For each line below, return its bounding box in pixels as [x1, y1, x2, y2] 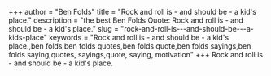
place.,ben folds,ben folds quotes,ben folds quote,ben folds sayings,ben [8, 41, 251, 51]
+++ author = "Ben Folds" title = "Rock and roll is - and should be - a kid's [8, 7, 256, 16]
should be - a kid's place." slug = [8, 24, 120, 33]
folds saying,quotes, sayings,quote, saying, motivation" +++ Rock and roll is [8, 50, 263, 59]
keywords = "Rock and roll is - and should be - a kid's [48, 32, 229, 42]
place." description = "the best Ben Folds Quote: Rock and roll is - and [8, 15, 244, 25]
